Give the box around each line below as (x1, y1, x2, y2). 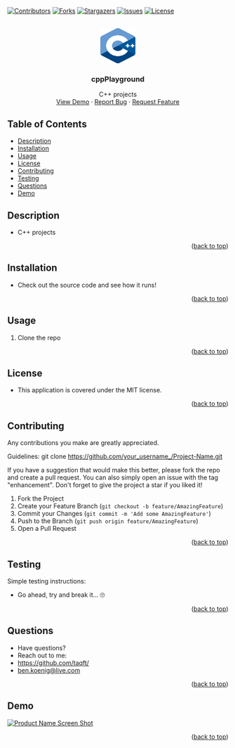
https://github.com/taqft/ (17, 658, 90, 667)
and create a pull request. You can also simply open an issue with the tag (7, 473, 219, 482)
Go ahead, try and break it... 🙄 (17, 591, 105, 599)
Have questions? (17, 643, 67, 652)
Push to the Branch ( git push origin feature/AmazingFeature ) (17, 517, 199, 525)
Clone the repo (17, 333, 61, 342)
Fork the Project (17, 494, 65, 503)
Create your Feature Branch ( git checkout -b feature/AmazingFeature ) (17, 502, 224, 510)
